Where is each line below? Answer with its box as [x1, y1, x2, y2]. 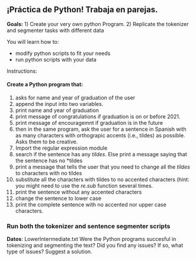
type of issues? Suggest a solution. [7, 248, 92, 255]
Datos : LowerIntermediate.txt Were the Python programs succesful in [7, 236, 176, 243]
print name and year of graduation [15, 107, 99, 114]
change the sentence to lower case [15, 195, 102, 202]
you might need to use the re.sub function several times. [15, 182, 153, 189]
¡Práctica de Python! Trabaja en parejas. [7, 5, 158, 15]
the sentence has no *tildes [15, 157, 83, 165]
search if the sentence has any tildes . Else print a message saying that [15, 151, 187, 158]
